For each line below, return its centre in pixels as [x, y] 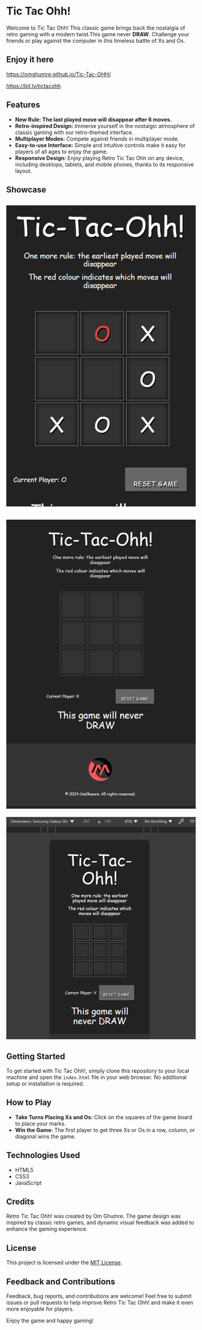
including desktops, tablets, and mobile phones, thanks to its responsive [104, 164]
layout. [23, 171]
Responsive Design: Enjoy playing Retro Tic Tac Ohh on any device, [99, 158]
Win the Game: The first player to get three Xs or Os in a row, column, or [105, 1130]
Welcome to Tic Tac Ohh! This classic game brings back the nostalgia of [96, 28]
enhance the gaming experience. [47, 1229]
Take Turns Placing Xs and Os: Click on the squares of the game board [103, 1117]
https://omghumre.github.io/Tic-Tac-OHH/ [59, 74]
